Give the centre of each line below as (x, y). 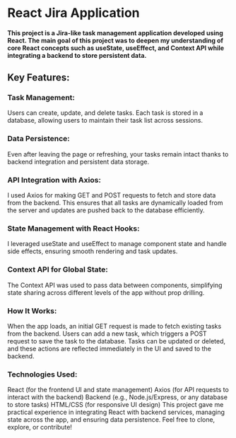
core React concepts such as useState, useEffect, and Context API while (116, 48)
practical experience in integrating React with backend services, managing (116, 412)
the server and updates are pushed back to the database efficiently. (106, 210)
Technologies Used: (42, 374)
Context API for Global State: (58, 269)
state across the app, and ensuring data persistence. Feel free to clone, (111, 420)
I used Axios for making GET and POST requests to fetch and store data (112, 195)
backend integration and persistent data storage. (78, 162)
